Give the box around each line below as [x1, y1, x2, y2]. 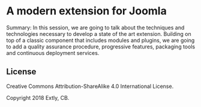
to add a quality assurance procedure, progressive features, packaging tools [6, 43, 196, 50]
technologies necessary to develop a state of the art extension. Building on [6, 30, 191, 37]
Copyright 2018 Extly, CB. [6, 94, 70, 101]
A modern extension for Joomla [6, 4, 167, 18]
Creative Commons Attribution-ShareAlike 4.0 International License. [6, 82, 174, 90]
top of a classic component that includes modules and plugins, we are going [6, 36, 195, 44]
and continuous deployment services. [6, 49, 100, 56]
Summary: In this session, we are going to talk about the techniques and [6, 24, 185, 31]
